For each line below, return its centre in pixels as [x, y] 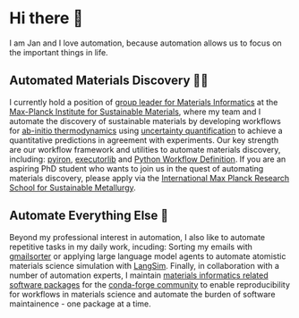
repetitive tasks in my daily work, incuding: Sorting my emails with [131, 247]
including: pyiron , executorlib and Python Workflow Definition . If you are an [148, 159]
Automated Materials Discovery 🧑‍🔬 [109, 81]
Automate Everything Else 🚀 [89, 216]
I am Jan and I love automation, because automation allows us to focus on [145, 43]
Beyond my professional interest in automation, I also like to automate [137, 237]
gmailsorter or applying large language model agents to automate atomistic [148, 256]
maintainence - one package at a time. [81, 304]
